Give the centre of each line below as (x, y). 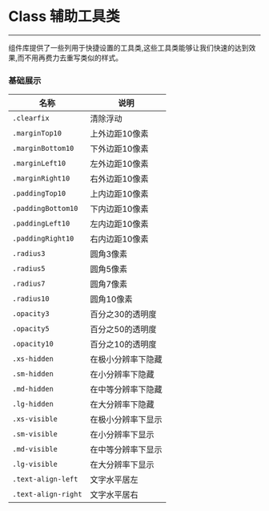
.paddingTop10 (39, 194)
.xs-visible (35, 419)
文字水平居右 (114, 495)
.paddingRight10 (43, 239)
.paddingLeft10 (41, 224)
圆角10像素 (111, 299)
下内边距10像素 (119, 209)
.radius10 (31, 299)
